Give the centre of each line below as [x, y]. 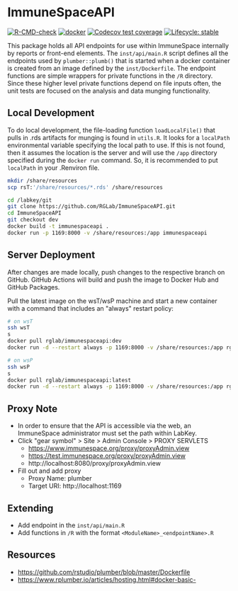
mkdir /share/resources [42, 180]
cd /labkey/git [30, 200]
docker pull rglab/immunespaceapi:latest [69, 380]
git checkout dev [33, 220]
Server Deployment [51, 255]
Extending [30, 508]
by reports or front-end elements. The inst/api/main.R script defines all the [118, 53]
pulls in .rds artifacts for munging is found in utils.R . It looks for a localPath [119, 137]
